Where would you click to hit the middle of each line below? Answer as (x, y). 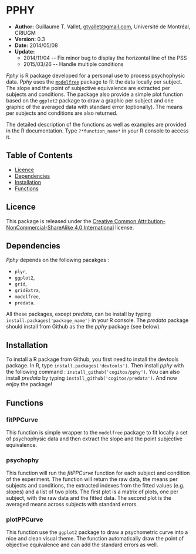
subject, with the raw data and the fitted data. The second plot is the (89, 498)
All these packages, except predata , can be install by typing (79, 314)
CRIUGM (25, 32)
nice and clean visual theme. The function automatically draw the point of (95, 539)
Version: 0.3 (30, 39)
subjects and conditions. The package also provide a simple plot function (94, 94)
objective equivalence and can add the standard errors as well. (82, 545)
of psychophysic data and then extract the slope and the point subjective (94, 439)
